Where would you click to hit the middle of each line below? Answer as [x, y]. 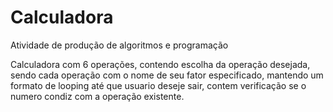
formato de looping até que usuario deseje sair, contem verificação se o [158, 85]
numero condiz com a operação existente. [97, 96]
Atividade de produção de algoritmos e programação [119, 45]
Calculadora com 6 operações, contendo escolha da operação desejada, [160, 64]
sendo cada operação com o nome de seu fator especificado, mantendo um [167, 75]
